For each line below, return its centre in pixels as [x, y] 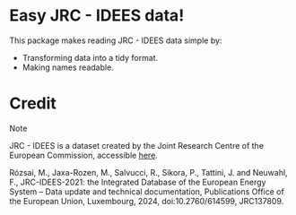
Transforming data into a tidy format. [90, 57]
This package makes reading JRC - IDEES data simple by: [116, 40]
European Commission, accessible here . [84, 155]
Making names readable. [68, 67]
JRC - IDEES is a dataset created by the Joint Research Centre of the [137, 145]
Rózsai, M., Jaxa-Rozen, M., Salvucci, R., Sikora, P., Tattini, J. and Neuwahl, [149, 172]
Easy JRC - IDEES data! [97, 16]
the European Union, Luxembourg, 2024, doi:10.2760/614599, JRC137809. [147, 201]
